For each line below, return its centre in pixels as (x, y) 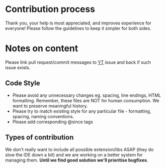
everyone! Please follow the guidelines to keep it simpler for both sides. (78, 28)
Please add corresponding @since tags (53, 122)
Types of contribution (40, 137)
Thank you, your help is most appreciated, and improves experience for (78, 23)
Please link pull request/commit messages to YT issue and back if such (78, 62)
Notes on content (42, 49)
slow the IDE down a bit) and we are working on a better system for (74, 155)
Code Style (23, 83)
